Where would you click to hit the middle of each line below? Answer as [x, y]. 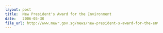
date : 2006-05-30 [25, 18]
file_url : [15, 23]
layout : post [18, 9]
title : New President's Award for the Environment [58, 14]
